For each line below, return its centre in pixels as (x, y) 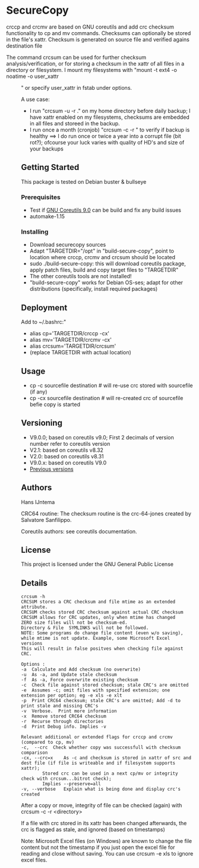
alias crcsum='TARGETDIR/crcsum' (73, 346)
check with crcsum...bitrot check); (66, 779)
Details (34, 583)
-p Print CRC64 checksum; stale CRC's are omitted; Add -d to (101, 701)
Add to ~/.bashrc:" (44, 322)
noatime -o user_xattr (33, 76)
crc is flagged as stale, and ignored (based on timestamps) (93, 829)
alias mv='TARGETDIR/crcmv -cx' (70, 340)
